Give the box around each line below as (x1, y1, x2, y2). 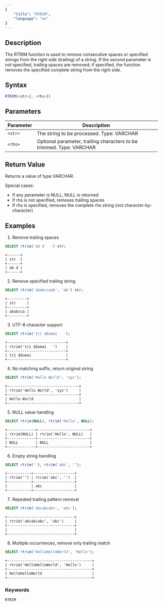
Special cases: (5, 183, 34, 188)
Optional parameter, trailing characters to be (36, 138, 138, 145)
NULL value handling (12, 409, 54, 415)
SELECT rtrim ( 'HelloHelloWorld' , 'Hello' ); (5, 550, 95, 555)
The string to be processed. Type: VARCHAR (36, 130, 138, 136)
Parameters (5, 107, 41, 116)
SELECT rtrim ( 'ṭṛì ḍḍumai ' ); (5, 331, 70, 336)
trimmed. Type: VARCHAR (36, 144, 96, 151)
